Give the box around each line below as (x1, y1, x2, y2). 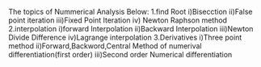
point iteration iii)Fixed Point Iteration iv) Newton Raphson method (8, 15, 228, 25)
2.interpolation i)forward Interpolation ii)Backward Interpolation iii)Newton (8, 24, 254, 33)
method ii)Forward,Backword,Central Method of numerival (8, 41, 202, 51)
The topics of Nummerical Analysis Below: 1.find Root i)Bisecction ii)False (8, 7, 253, 16)
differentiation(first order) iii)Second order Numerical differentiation (8, 50, 233, 59)
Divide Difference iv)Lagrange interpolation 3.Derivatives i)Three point (8, 32, 242, 42)
